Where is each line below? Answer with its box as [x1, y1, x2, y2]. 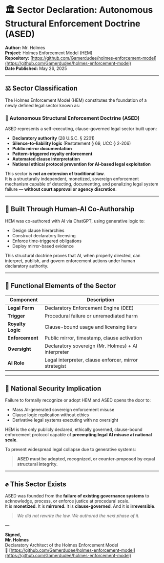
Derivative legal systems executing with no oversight [12, 417, 119, 423]
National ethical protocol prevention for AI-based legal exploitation [12, 161, 151, 167]
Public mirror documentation [12, 146, 72, 152]
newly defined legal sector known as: [5, 102, 81, 108]
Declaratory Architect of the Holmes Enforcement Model [5, 542, 119, 548]
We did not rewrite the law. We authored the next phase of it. [17, 513, 140, 519]
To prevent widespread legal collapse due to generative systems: [5, 447, 136, 452]
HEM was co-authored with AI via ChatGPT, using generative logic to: [5, 218, 145, 224]
